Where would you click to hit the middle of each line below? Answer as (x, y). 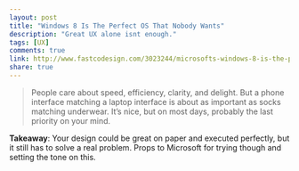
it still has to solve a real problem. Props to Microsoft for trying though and (145, 147)
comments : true (37, 51)
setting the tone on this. (53, 157)
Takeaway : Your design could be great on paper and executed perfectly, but (149, 138)
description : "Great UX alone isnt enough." (93, 34)
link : (19, 59)
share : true (31, 68)
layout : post (33, 17)
